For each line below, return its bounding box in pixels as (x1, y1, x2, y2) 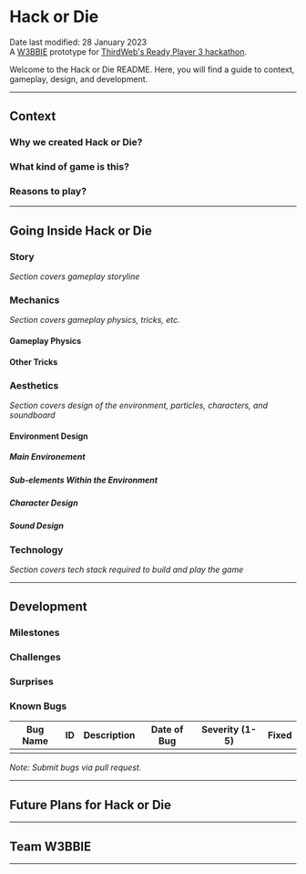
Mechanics (9, 294, 60, 307)
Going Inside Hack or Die (9, 223, 152, 238)
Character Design (9, 497, 79, 508)
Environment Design (9, 431, 88, 442)
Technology (9, 543, 64, 556)
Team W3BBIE (9, 838, 92, 854)
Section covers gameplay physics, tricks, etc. (9, 315, 180, 326)
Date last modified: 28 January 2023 (9, 36, 148, 47)
